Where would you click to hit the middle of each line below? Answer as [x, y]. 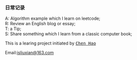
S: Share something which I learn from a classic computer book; [69, 34]
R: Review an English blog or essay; [40, 24]
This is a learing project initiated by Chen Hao [51, 43]
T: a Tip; [13, 29]
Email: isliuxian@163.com [29, 53]
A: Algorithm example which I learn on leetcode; [53, 18]
